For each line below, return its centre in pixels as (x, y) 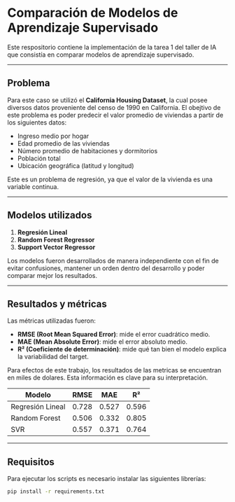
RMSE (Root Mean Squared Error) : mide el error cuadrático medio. (114, 335)
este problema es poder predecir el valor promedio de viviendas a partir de (115, 115)
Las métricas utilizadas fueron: (51, 321)
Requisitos (31, 462)
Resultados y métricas (57, 304)
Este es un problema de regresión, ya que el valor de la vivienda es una (110, 179)
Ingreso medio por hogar (53, 136)
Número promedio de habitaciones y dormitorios (87, 151)
